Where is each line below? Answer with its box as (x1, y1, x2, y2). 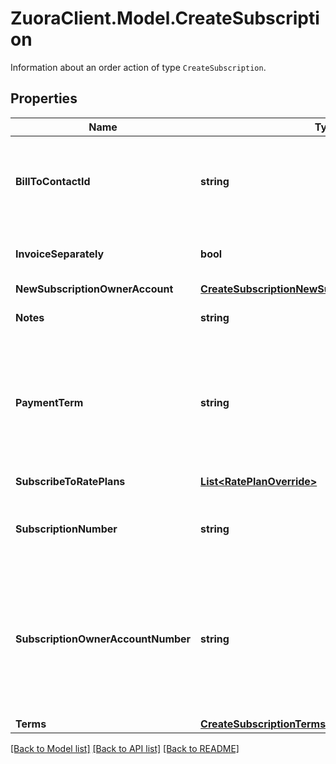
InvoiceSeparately (15, 247, 105, 261)
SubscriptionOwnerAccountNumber (15, 632, 192, 646)
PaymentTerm (15, 395, 84, 409)
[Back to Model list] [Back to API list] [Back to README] (10, 742, 240, 754)
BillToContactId (15, 174, 91, 188)
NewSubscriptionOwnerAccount (15, 282, 174, 296)
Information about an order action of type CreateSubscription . (10, 61, 267, 73)
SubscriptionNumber (15, 522, 118, 536)
